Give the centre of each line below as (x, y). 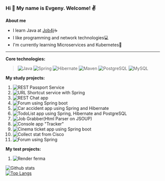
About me (16, 21)
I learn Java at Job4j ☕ (35, 30)
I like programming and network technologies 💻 (60, 38)
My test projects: (23, 149)
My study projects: (25, 78)
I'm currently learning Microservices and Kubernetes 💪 (67, 45)
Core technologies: (25, 59)
